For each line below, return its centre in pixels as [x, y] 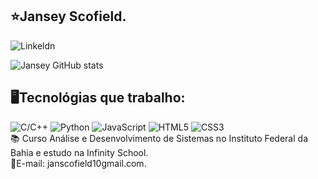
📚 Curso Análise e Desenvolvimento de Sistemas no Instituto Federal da [159, 138]
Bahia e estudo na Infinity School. [79, 152]
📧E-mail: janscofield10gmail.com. [78, 163]
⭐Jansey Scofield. [68, 16]
